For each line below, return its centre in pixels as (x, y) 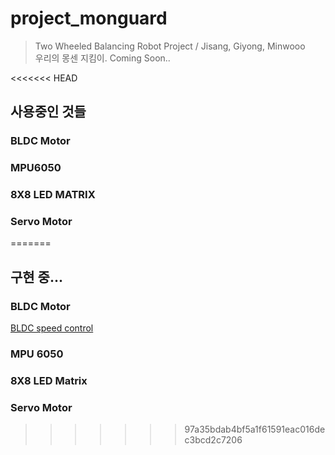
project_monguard (89, 18)
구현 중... (36, 277)
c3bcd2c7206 (213, 440)
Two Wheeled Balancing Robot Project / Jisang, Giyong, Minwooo (170, 46)
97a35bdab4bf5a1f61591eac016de (255, 429)
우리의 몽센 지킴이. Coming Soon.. (102, 58)
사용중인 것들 (48, 112)
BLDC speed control (52, 328)
